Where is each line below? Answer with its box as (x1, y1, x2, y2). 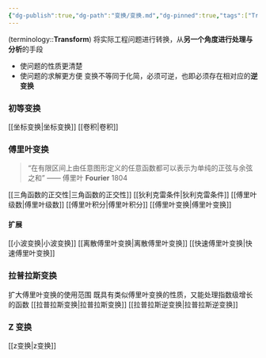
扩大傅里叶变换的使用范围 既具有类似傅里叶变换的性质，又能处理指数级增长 (8, 290, 253, 299)
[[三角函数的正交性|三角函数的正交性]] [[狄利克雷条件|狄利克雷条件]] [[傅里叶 (8, 190, 257, 200)
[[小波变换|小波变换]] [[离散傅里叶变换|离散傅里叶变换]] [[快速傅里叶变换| (8, 238, 245, 248)
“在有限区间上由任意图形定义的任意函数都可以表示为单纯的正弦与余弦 (27, 163, 253, 173)
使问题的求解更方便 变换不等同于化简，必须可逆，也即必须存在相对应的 (19, 70, 251, 80)
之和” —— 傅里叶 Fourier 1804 (27, 173, 128, 183)
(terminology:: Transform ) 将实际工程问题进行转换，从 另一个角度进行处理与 (8, 34, 253, 44)
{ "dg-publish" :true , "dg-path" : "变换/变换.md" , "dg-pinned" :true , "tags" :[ (8, 11, 249, 20)
